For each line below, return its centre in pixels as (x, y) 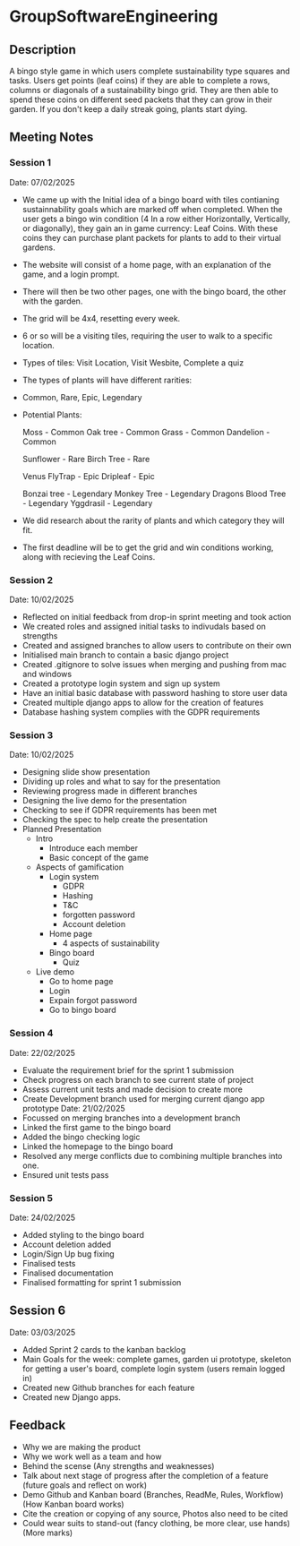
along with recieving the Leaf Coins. (89, 556)
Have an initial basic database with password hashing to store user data (155, 692)
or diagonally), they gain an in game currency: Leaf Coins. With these (150, 228)
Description (43, 50)
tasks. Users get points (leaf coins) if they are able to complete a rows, (140, 81)
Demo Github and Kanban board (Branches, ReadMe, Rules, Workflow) (153, 1494)
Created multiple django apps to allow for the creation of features (143, 702)
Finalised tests (49, 1263)
